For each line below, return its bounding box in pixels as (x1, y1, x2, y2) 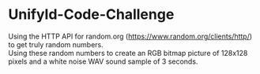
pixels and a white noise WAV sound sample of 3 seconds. (8, 57, 198, 66)
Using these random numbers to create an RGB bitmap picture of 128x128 (8, 48, 248, 57)
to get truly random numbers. (8, 39, 104, 49)
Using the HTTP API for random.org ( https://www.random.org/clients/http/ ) (8, 31, 253, 41)
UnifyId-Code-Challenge (8, 6, 175, 24)
